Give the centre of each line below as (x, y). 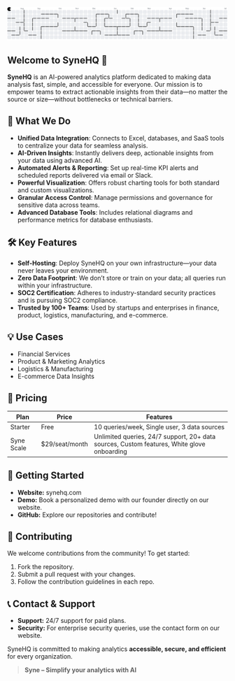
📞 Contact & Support (51, 604)
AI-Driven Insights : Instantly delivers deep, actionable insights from (115, 152)
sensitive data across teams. (58, 205)
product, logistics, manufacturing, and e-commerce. (93, 315)
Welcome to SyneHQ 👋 (57, 60)
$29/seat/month (65, 444)
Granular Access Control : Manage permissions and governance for (115, 197)
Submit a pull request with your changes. (76, 574)
